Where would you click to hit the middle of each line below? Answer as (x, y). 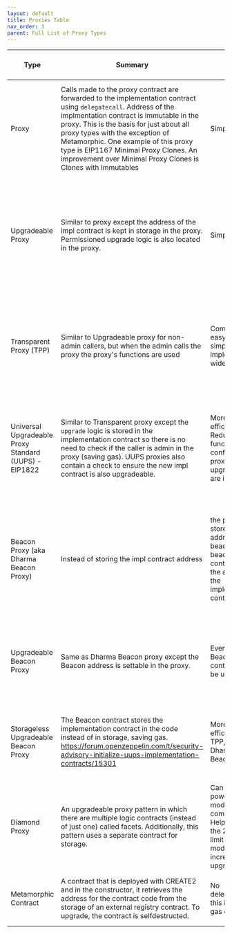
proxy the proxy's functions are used (120, 355)
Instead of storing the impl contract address (132, 559)
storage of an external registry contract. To (130, 907)
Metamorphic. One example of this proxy (127, 141)
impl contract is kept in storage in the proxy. (132, 231)
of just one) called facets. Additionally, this (130, 827)
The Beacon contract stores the (112, 720)
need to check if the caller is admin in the (128, 448)
